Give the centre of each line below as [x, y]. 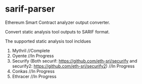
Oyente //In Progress [33, 56]
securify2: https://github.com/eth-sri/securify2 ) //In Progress [73, 66]
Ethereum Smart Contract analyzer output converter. [58, 22]
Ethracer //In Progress [34, 76]
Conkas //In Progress [33, 71]
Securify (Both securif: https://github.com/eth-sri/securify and [75, 61]
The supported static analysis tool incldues [48, 41]
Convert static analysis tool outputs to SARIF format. [57, 32]
